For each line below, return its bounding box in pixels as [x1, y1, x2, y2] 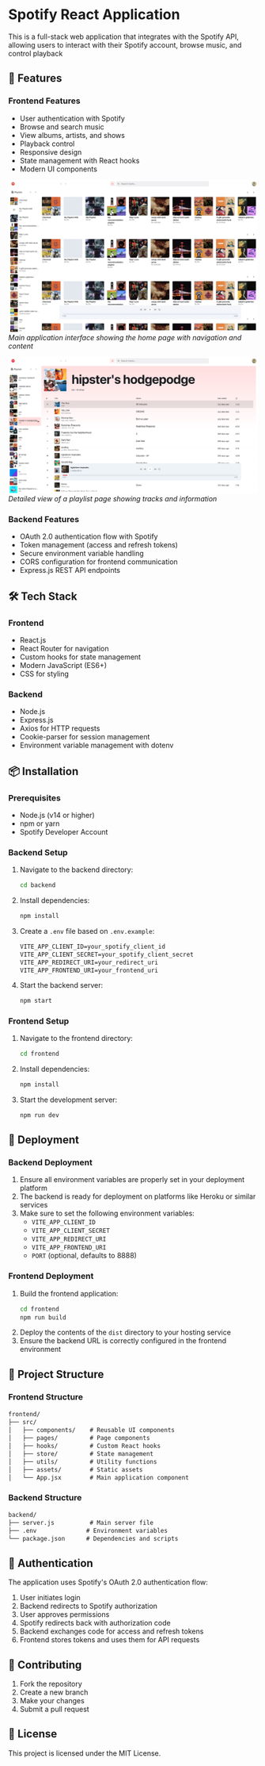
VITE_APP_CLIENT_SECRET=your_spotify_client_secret [19, 950, 194, 958]
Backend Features [8, 513, 80, 524]
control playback [8, 48, 63, 58]
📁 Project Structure [8, 1367, 104, 1381]
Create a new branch [19, 1687, 89, 1697]
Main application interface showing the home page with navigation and [8, 332, 242, 342]
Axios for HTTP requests [19, 724, 100, 733]
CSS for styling [19, 669, 70, 678]
